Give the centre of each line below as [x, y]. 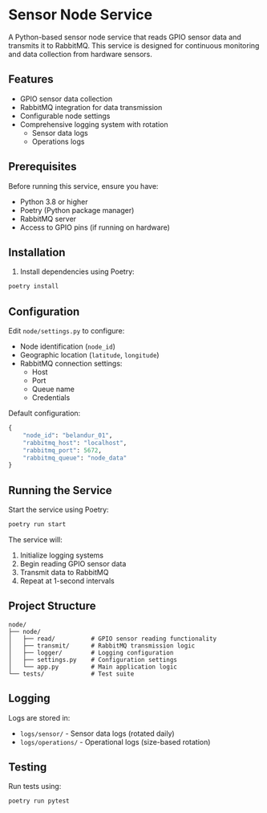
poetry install [34, 287]
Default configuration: [44, 413]
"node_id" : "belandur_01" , [68, 435]
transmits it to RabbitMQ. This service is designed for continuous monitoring [134, 45]
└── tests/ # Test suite [71, 674]
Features [31, 79]
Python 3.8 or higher [54, 202]
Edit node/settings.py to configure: [67, 331]
